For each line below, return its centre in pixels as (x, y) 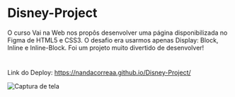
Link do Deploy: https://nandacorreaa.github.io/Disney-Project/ (99, 73)
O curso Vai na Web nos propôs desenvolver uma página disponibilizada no (117, 33)
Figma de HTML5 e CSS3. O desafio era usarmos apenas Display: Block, (113, 40)
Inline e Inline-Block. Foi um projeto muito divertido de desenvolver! (106, 47)
